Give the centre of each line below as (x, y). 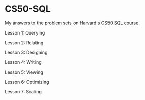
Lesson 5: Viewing (24, 72)
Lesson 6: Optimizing (27, 82)
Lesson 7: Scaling (23, 91)
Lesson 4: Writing (23, 62)
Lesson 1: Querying (25, 32)
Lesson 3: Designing (26, 52)
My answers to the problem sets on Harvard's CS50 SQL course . (72, 23)
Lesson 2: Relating (24, 42)
